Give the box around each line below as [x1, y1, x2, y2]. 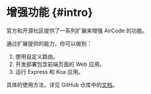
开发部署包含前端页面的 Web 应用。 [15, 60, 105, 68]
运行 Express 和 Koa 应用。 [15, 68, 84, 75]
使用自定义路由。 [15, 52, 59, 60]
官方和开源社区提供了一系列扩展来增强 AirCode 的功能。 [6, 27, 148, 34]
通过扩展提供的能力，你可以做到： [6, 40, 92, 47]
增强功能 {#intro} [6, 5, 94, 20]
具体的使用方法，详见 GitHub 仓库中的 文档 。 [6, 81, 118, 89]
